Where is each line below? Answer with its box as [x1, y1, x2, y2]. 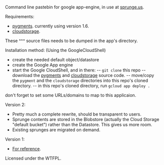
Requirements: [5, 14, 34, 19]
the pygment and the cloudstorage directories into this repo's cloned [12, 78, 148, 83]
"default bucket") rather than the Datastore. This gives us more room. [12, 122, 153, 127]
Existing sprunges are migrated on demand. [12, 127, 101, 133]
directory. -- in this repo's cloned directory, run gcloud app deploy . [12, 83, 150, 89]
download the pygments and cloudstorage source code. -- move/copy [12, 72, 154, 78]
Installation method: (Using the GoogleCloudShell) [5, 47, 106, 53]
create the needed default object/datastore [12, 57, 99, 63]
